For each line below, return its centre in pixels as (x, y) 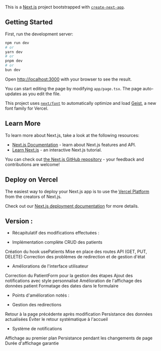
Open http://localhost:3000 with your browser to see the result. (69, 79)
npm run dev (17, 43)
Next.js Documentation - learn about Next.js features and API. (74, 145)
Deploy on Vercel (32, 180)
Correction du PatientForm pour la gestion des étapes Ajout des (69, 276)
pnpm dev (14, 61)
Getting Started (29, 22)
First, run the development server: (39, 34)
